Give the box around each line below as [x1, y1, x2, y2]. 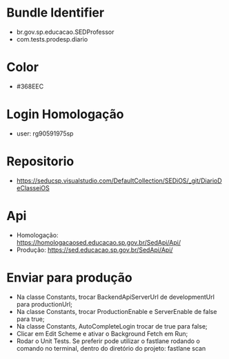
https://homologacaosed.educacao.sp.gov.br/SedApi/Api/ [16, 238, 181, 246]
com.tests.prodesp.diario [16, 35, 88, 43]
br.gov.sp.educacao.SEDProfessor [16, 28, 114, 36]
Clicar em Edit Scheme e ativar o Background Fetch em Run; [16, 329, 188, 338]
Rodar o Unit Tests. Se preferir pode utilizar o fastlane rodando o [16, 337, 201, 345]
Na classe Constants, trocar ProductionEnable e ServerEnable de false [16, 307, 217, 315]
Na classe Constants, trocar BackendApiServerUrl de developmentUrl [16, 293, 215, 301]
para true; [16, 315, 45, 323]
